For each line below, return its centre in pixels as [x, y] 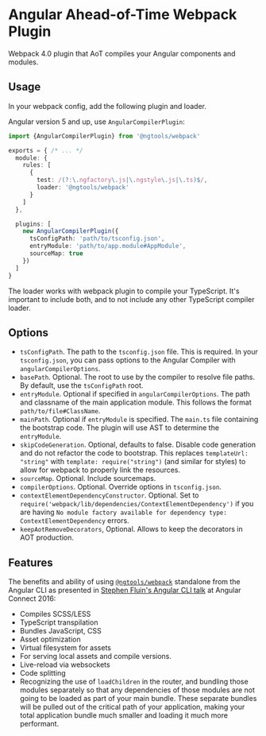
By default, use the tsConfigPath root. [81, 385]
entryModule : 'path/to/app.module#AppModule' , [108, 246]
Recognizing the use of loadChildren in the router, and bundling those [134, 682]
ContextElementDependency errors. [74, 521]
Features [31, 562]
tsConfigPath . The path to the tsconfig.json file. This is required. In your [139, 352]
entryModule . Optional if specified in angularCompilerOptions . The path [135, 394]
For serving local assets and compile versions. [96, 657]
